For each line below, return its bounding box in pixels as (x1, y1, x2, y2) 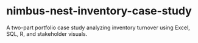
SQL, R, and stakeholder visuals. (6, 30, 88, 37)
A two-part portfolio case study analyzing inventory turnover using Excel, (6, 24, 190, 31)
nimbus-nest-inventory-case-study (6, 4, 192, 18)
